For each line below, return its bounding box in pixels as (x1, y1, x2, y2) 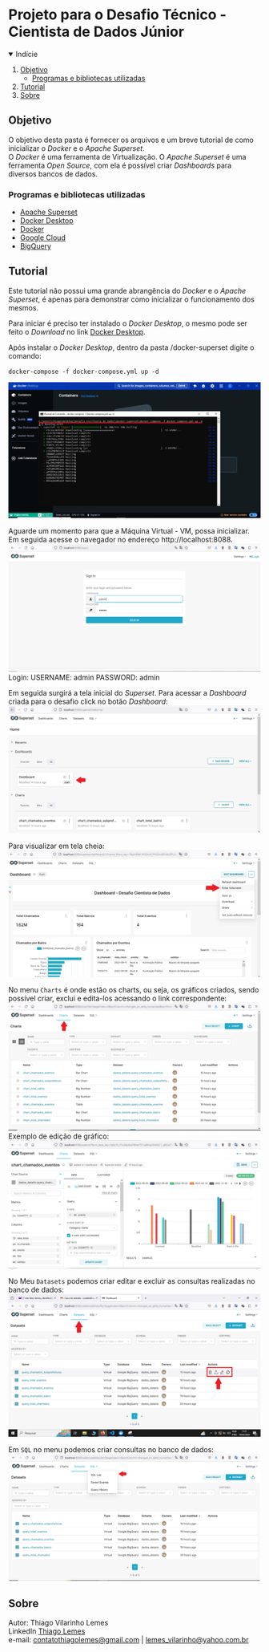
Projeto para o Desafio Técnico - (8, 6, 227, 24)
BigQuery (19, 242, 52, 251)
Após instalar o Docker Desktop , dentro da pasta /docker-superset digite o (8, 343, 255, 352)
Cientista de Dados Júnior (8, 22, 185, 41)
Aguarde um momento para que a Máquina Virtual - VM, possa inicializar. (8, 526, 250, 536)
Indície (15, 49, 38, 59)
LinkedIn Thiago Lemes (8, 1626, 86, 1636)
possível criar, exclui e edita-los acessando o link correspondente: (8, 993, 227, 1004)
